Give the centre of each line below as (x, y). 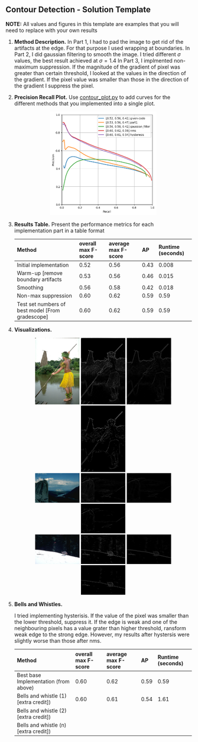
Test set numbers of (41, 304)
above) (25, 688)
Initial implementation (43, 265)
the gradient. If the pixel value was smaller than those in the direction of (101, 79)
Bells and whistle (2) (42, 710)
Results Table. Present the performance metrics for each (84, 224)
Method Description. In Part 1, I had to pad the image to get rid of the (99, 41)
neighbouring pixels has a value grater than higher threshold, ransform (100, 628)
